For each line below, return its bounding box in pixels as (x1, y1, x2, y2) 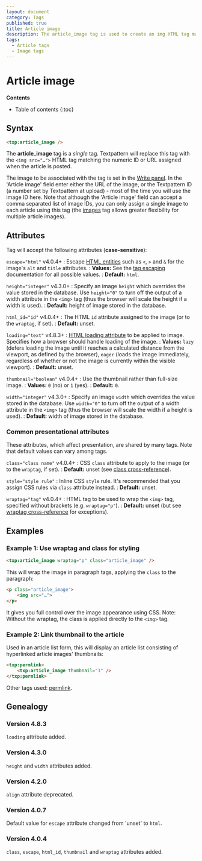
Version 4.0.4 (6, 834, 47, 843)
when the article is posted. (6, 163, 72, 170)
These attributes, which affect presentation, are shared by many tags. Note (6, 441, 192, 449)
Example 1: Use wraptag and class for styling (6, 544, 140, 552)
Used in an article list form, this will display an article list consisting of (6, 643, 179, 651)
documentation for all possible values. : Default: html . (6, 271, 139, 278)
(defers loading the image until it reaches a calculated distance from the (6, 344, 185, 352)
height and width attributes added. (6, 762, 92, 769)
